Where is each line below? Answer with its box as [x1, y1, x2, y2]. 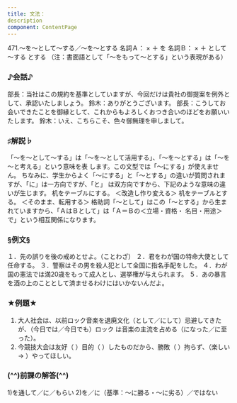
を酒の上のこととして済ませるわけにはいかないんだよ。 [7, 279, 168, 287]
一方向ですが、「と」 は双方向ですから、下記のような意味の [47, 180, 220, 188]
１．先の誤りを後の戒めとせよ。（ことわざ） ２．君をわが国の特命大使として [7, 253, 229, 261]
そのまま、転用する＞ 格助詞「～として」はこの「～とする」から [27, 197, 215, 206]
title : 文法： [7, 10, 46, 18]
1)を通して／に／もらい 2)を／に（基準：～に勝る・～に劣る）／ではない [7, 388, 218, 397]
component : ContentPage [7, 23, 78, 31]
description [7, 17, 42, 24]
